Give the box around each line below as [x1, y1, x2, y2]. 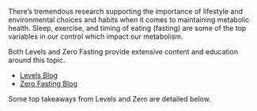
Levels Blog [19, 71, 58, 80]
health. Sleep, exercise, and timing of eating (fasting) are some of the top [8, 24, 247, 32]
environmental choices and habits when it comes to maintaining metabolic [8, 15, 250, 24]
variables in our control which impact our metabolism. [8, 31, 183, 41]
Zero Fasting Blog [19, 79, 77, 88]
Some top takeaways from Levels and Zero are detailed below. [8, 94, 211, 103]
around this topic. [8, 55, 66, 65]
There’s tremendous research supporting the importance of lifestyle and [8, 7, 244, 16]
